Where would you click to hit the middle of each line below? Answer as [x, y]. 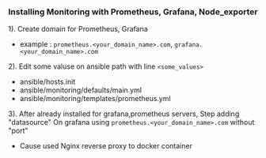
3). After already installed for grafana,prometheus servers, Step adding [124, 114]
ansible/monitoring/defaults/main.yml [81, 90]
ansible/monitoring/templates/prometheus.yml [95, 99]
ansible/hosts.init [47, 82]
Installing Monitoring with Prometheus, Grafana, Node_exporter [133, 12]
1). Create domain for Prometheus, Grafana [78, 29]
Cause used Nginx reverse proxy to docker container [106, 146]
